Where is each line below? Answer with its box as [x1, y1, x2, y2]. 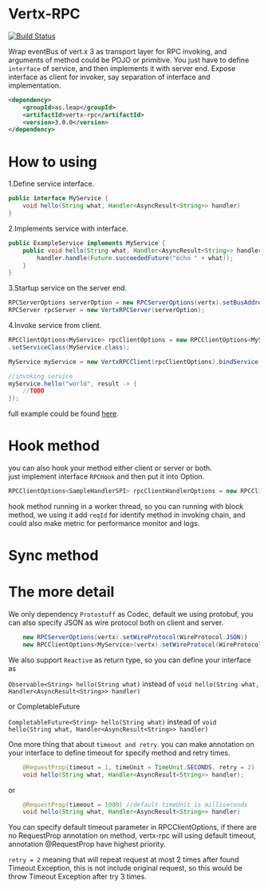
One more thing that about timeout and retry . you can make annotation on [8, 739, 255, 749]
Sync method [8, 547, 99, 565]
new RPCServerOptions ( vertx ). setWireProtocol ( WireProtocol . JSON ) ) [22, 634, 248, 642]
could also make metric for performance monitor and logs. [8, 518, 200, 527]
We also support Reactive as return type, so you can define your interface [8, 655, 251, 665]
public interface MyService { [8, 195, 109, 203]
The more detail [8, 583, 115, 601]
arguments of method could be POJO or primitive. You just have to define [8, 55, 250, 65]
